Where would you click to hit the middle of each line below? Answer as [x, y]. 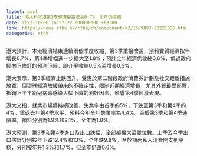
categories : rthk [27, 34]
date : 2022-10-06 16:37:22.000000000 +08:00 [62, 22]
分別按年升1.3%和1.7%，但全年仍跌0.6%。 [68, 147]
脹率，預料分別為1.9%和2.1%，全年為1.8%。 [60, 120]
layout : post [22, 11]
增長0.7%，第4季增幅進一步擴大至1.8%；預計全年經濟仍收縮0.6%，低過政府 [99, 58]
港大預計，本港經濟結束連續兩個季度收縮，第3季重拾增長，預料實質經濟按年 [98, 51]
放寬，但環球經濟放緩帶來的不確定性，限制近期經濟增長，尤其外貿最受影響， [99, 85]
